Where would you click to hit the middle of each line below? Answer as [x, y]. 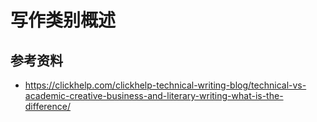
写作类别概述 [63, 20]
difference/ [48, 106]
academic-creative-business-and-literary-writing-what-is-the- [154, 95]
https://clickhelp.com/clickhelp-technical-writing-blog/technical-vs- [165, 85]
